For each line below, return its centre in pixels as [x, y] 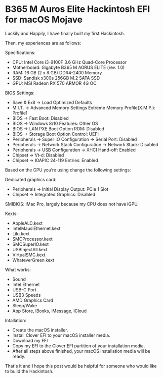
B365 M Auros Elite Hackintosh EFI [78, 9]
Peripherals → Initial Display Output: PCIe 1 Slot [60, 189]
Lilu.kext [21, 233]
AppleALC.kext [27, 223]
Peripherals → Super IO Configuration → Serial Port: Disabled [75, 139]
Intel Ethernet [26, 284]
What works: [18, 270]
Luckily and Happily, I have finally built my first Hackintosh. [65, 33]
